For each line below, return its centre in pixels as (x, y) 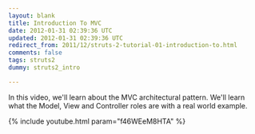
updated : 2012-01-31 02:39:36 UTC (66, 38)
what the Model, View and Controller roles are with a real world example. (128, 105)
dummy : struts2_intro (44, 68)
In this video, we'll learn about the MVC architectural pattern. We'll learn (127, 97)
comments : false (35, 53)
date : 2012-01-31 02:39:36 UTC (60, 30)
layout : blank (32, 16)
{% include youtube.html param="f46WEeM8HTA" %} (97, 121)
